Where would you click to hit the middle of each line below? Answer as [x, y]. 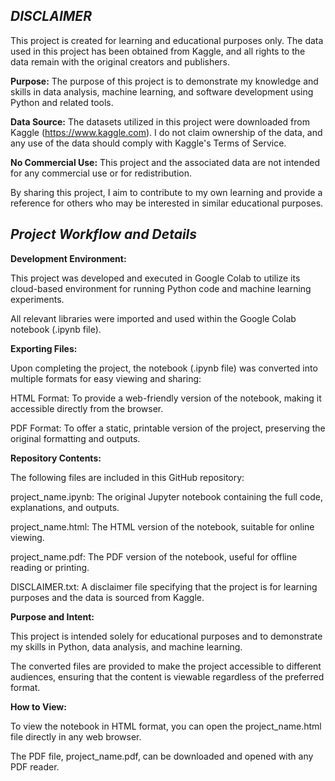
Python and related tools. [62, 102]
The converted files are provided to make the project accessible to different [166, 666]
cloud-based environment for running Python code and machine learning [161, 288]
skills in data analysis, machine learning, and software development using [162, 91]
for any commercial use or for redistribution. [101, 173]
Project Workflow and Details [104, 234]
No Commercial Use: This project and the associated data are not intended [165, 162]
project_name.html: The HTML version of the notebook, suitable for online [162, 526]
